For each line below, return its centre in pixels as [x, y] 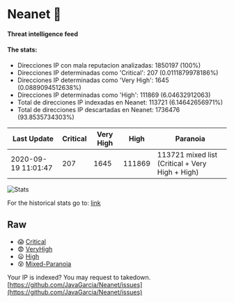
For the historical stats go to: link [54, 203]
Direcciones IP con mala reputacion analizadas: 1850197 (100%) [109, 65]
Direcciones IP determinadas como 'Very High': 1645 [93, 80]
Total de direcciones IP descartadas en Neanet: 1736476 [99, 109]
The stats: [22, 50]
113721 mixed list [187, 155]
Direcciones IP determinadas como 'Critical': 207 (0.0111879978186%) [118, 72]
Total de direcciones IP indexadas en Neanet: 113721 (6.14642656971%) [120, 102]
